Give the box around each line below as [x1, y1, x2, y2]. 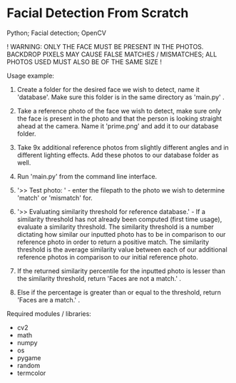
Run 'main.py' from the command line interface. [16, 172, 158, 180]
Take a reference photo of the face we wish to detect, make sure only [16, 106, 222, 115]
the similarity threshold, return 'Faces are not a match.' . [16, 274, 182, 282]
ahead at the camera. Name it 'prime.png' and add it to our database [16, 121, 219, 130]
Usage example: [6, 71, 55, 80]
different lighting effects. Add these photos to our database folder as [16, 150, 219, 159]
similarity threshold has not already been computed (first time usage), [16, 215, 222, 223]
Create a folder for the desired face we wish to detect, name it [16, 85, 200, 93]
